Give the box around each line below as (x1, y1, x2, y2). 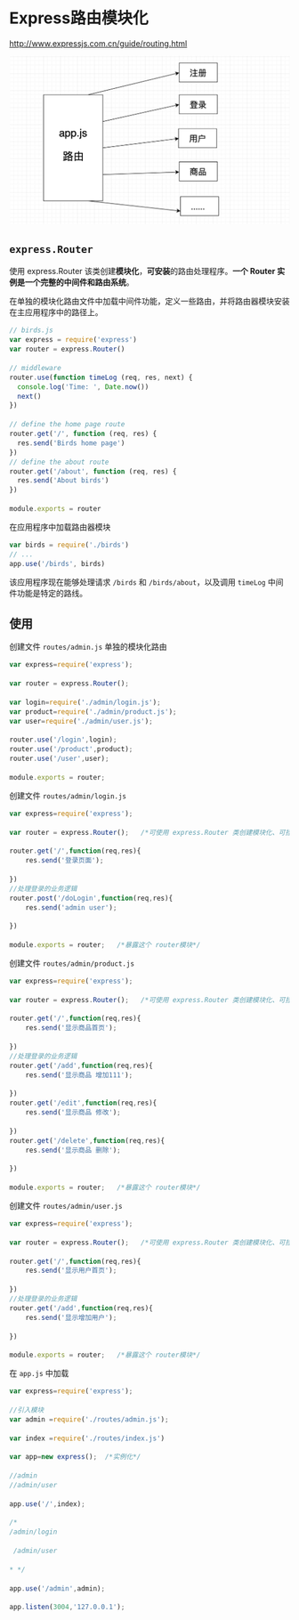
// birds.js (9, 326, 53, 335)
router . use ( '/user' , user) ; (9, 754, 109, 764)
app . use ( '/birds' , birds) (9, 559, 105, 568)
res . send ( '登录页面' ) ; (25, 856, 104, 865)
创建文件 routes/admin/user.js (9, 1201, 123, 1211)
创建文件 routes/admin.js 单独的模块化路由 (9, 642, 167, 652)
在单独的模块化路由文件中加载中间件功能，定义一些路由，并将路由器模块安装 (9, 296, 290, 307)
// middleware (9, 363, 62, 372)
